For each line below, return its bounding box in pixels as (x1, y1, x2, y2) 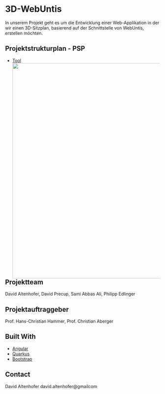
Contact (5, 370, 30, 379)
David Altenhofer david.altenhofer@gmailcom (5, 383, 97, 389)
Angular (12, 345, 28, 351)
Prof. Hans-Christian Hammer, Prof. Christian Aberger (5, 318, 114, 324)
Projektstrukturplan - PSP (5, 44, 85, 53)
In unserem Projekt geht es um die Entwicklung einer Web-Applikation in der (5, 20, 160, 26)
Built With (5, 333, 36, 341)
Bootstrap (12, 356, 32, 362)
